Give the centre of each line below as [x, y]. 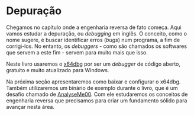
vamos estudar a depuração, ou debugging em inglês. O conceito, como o [97, 33]
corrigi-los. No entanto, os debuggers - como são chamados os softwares [97, 46]
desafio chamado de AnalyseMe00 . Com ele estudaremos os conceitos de [97, 94]
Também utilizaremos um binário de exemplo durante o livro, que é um [92, 88]
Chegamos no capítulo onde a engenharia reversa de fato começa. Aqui [94, 27]
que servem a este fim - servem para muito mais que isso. [77, 52]
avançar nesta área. [30, 107]
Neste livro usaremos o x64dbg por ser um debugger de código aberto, [93, 64]
